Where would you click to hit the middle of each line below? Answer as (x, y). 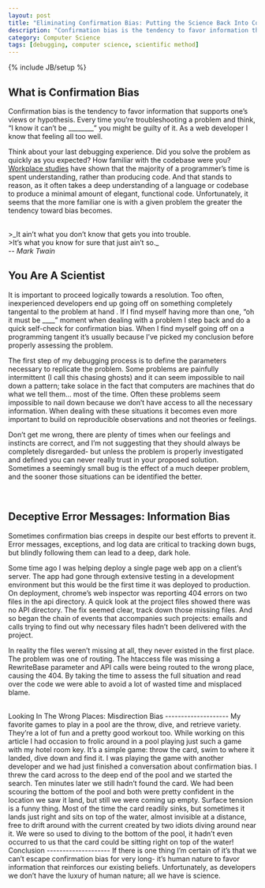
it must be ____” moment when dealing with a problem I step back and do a (129, 320)
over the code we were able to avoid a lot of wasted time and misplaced (125, 683)
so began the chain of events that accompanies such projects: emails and (128, 618)
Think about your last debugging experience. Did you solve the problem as (129, 152)
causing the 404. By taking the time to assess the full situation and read (125, 675)
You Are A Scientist (57, 276)
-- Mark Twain (32, 250)
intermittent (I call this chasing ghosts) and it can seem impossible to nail (126, 377)
